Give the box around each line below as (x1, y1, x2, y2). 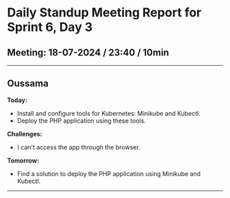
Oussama (7, 77, 49, 90)
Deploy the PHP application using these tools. (16, 116, 146, 125)
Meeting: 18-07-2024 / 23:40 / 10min (7, 47, 170, 58)
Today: (7, 96, 27, 104)
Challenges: (7, 129, 42, 138)
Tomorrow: (7, 156, 40, 164)
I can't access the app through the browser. (16, 143, 140, 151)
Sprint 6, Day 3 (7, 19, 93, 35)
